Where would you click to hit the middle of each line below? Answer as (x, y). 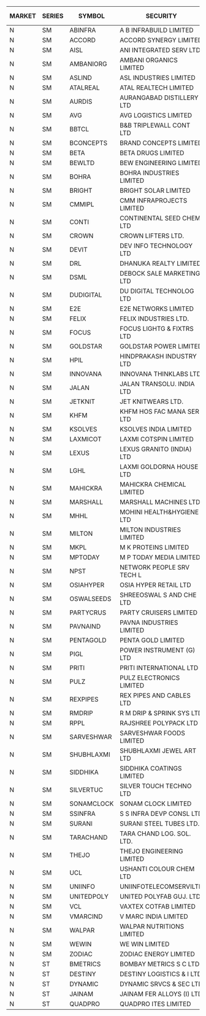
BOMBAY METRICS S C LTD (159, 964)
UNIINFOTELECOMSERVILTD (161, 886)
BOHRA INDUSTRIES (149, 173)
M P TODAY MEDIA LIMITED (160, 557)
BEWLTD (82, 163)
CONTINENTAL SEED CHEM (160, 218)
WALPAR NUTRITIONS (152, 926)
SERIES (53, 16)
